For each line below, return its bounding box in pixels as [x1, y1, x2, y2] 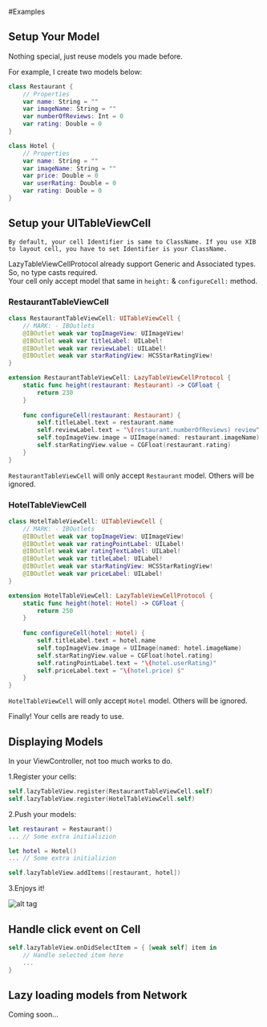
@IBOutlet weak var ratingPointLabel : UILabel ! [22, 540, 184, 548]
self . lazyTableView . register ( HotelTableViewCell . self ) [8, 795, 196, 803]
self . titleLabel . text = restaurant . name [37, 418, 174, 427]
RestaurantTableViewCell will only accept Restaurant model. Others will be [8, 470, 255, 480]
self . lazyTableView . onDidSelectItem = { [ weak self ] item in [8, 943, 217, 951]
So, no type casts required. [8, 267, 98, 277]
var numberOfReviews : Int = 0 [22, 113, 124, 121]
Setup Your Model [8, 30, 100, 43]
